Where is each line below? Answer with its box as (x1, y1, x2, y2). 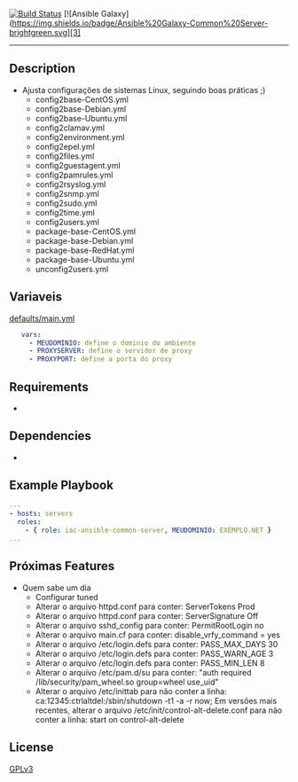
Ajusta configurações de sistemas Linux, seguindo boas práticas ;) (21, 84, 266, 95)
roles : (17, 518, 42, 527)
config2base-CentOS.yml (35, 94, 129, 105)
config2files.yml (35, 151, 95, 161)
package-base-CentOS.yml (35, 226, 136, 237)
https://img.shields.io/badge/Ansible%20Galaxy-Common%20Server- (12, 18, 269, 28)
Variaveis (9, 289, 62, 305)
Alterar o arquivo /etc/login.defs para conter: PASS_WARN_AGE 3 (35, 648, 274, 659)
